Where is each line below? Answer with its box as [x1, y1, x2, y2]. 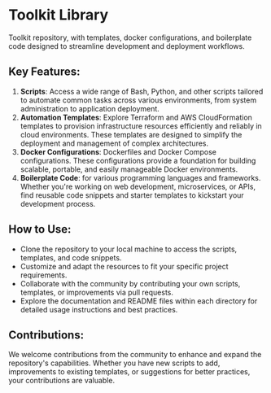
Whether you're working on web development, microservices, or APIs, [20, 181, 256, 191]
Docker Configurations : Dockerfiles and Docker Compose [20, 146, 217, 156]
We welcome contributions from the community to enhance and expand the [8, 350, 262, 360]
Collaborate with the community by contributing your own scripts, [20, 278, 241, 288]
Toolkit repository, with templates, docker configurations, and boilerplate [8, 33, 252, 42]
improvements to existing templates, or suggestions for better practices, [8, 367, 251, 377]
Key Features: [8, 65, 81, 79]
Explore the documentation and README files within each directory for [20, 295, 258, 306]
